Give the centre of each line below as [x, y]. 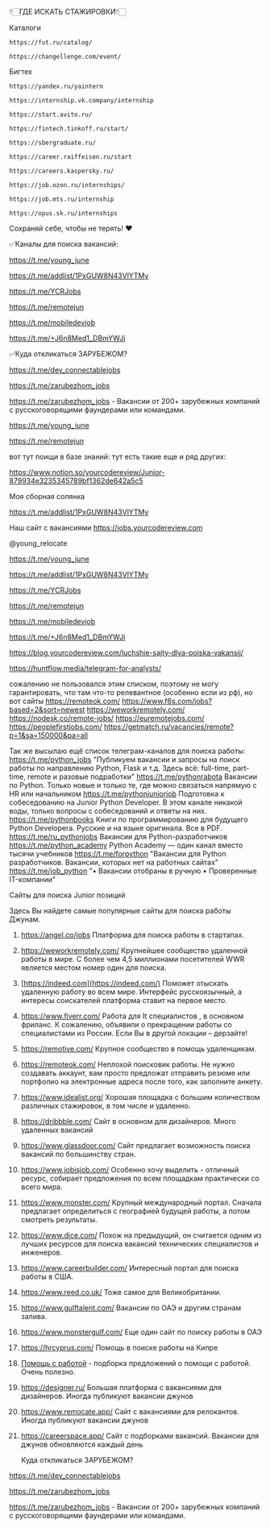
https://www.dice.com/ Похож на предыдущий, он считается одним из [141, 1235]
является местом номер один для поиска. [93, 968]
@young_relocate [38, 543]
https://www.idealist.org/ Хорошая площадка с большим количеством [140, 1097]
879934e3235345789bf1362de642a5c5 [76, 481]
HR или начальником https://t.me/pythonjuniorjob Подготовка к [117, 794]
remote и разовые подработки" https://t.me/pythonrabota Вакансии [143, 776]
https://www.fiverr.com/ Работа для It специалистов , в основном [132, 1016]
